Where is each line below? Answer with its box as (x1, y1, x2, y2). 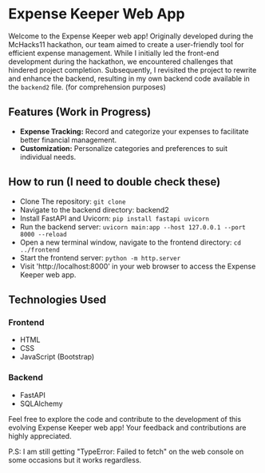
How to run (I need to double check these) (8, 175, 221, 189)
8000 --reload (19, 230, 67, 238)
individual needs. (19, 152, 77, 161)
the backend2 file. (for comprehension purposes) (8, 81, 166, 92)
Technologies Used (8, 292, 106, 306)
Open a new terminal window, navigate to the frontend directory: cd (19, 237, 242, 247)
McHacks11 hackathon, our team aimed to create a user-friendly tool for (8, 39, 244, 49)
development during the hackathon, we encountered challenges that (8, 57, 234, 66)
